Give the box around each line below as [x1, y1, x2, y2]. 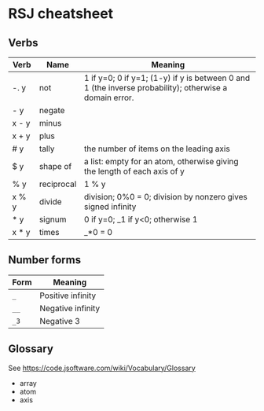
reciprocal [38, 178, 77, 189]
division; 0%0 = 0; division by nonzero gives [83, 192, 247, 202]
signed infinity [83, 201, 137, 212]
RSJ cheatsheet [8, 5, 114, 23]
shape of [38, 161, 72, 171]
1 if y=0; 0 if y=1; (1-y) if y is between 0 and [83, 72, 251, 83]
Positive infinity [38, 290, 97, 301]
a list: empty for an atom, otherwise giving [83, 156, 239, 167]
